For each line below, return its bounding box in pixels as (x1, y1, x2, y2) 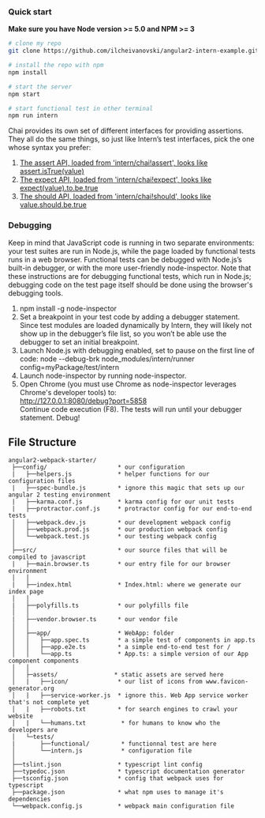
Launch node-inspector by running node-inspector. (19, 371, 187, 380)
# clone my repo (8, 40, 62, 47)
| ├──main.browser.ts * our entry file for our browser (11, 560, 231, 568)
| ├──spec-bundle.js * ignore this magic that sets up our (11, 484, 245, 492)
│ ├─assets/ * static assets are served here (11, 671, 224, 679)
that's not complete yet (8, 699, 90, 707)
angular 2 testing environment (8, 491, 111, 499)
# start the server (8, 82, 73, 91)
